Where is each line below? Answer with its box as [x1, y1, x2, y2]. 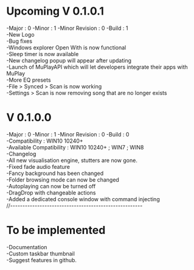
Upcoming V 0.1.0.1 [6, 4, 105, 18]
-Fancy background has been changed [6, 169, 104, 177]
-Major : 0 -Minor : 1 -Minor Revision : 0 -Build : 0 [6, 130, 130, 138]
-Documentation [6, 243, 47, 250]
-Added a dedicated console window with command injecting [6, 195, 160, 202]
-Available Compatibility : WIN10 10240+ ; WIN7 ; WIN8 [6, 143, 144, 151]
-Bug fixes [6, 37, 32, 44]
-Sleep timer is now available [6, 50, 79, 57]
